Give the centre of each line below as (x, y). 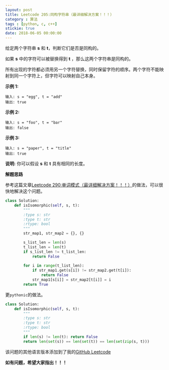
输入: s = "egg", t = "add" (34, 97)
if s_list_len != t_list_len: (55, 252)
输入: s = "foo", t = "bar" (34, 122)
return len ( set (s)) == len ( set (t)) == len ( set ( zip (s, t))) (87, 341)
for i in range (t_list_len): (54, 266)
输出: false (17, 128)
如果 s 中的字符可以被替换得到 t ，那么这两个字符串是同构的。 (69, 59)
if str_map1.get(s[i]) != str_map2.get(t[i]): (82, 271)
